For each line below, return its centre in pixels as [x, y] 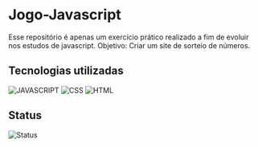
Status [25, 115]
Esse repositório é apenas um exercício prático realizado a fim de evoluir [129, 37]
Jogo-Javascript [65, 15]
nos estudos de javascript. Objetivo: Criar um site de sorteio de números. [129, 45]
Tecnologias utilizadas [66, 71]
